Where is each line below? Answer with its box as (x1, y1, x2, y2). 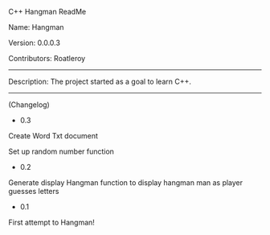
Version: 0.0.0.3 (8, 38, 60, 47)
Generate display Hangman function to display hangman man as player (8, 178, 243, 188)
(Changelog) (8, 100, 50, 109)
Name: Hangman (8, 23, 64, 31)
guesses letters (8, 187, 59, 196)
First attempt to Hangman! (8, 217, 95, 227)
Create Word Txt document (8, 131, 99, 140)
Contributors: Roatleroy (8, 54, 86, 63)
